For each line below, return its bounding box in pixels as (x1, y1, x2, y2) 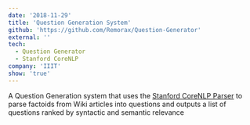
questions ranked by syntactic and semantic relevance (8, 107, 184, 117)
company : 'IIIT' (8, 62, 61, 70)
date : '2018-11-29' (8, 11, 72, 20)
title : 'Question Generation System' (8, 19, 132, 27)
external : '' (8, 33, 51, 41)
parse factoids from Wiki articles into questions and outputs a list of (8, 99, 226, 109)
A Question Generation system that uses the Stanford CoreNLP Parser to (8, 91, 243, 100)
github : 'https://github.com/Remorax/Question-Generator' (8, 26, 201, 34)
